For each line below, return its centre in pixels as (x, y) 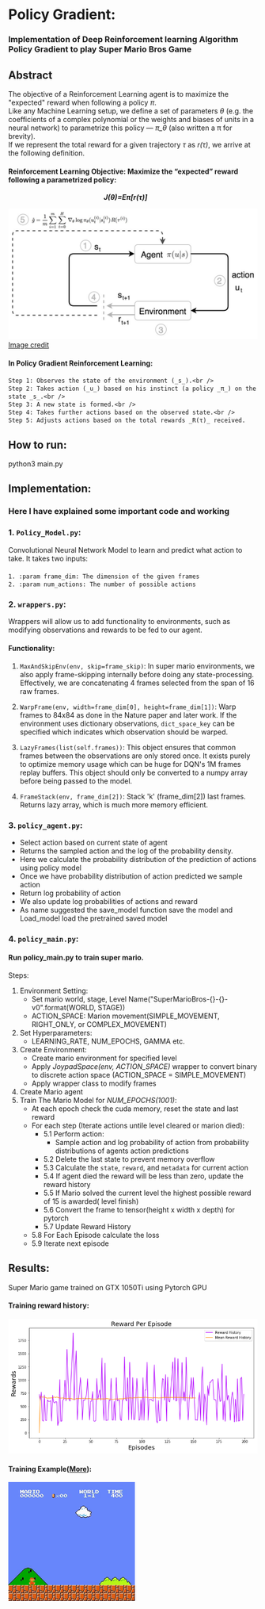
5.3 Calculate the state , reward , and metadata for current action (146, 1168)
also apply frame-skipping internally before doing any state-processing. (137, 674)
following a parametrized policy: (62, 179)
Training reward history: (49, 1305)
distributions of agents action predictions (122, 1151)
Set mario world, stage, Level (79, 999)
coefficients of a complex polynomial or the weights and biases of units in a (131, 119)
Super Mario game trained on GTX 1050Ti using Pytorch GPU (108, 1287)
